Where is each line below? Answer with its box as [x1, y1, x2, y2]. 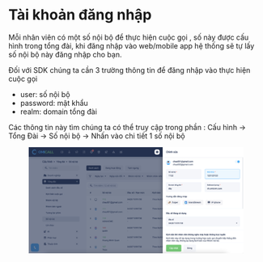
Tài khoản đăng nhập [8, 6, 152, 24]
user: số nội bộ [19, 89, 70, 99]
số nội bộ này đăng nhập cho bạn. [8, 49, 122, 59]
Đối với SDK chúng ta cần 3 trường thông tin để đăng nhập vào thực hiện [8, 65, 251, 74]
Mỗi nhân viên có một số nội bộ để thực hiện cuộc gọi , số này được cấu [8, 32, 249, 42]
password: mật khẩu [19, 98, 89, 108]
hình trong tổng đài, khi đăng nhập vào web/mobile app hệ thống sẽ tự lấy [8, 40, 255, 50]
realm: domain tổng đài [19, 107, 97, 116]
